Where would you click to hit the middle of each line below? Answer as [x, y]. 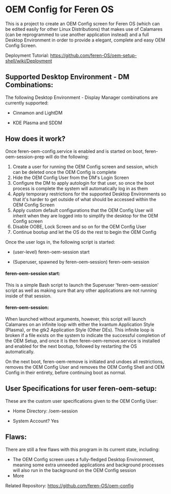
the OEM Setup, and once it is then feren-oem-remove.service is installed [83, 341]
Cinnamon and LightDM [38, 113]
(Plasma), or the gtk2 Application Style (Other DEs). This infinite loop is [80, 330]
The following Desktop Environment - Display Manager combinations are [82, 97]
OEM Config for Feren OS [59, 9]
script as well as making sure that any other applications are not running [81, 290]
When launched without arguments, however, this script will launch [76, 319]
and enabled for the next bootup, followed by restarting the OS [71, 346]
